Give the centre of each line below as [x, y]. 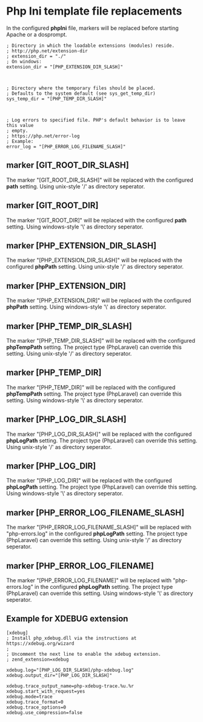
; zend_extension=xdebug [38, 659]
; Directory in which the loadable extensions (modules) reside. [90, 46]
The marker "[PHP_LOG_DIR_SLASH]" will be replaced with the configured [99, 434]
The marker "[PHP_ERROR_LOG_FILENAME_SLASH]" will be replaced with [99, 528]
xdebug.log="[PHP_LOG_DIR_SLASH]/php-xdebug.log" [70, 670]
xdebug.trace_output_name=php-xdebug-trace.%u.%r [70, 686]
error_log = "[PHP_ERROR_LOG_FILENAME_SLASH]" [66, 146]
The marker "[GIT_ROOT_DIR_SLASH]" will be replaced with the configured [100, 180]
